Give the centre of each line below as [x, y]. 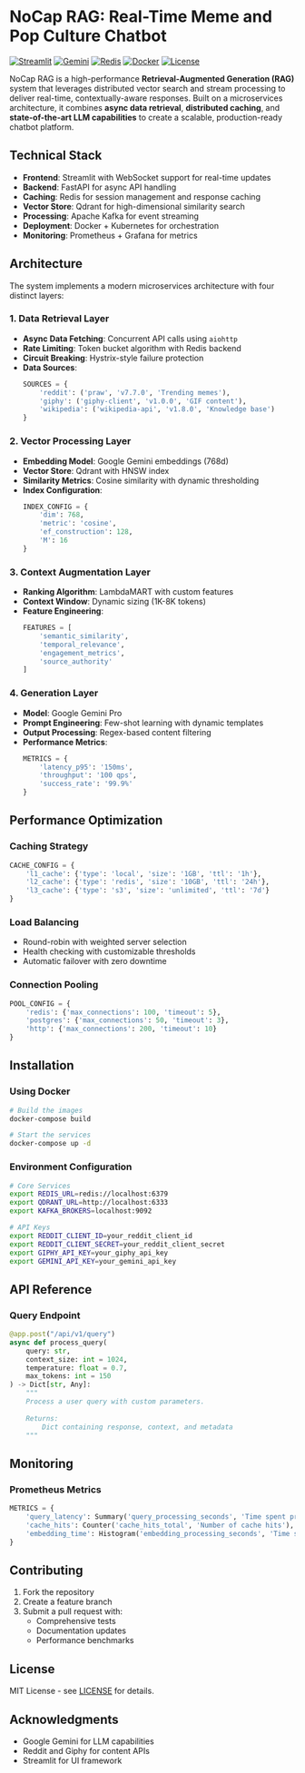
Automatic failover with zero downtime [94, 961]
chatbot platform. [42, 127]
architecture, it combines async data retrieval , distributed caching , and [145, 107]
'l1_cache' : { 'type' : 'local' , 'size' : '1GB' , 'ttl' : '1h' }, [143, 873]
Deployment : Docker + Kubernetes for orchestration [121, 225]
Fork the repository [59, 1592]
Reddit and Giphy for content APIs [86, 1750]
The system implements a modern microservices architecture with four [142, 286]
